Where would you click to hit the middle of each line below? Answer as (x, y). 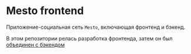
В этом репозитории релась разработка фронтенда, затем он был (89, 38)
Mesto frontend (45, 11)
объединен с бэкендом (35, 45)
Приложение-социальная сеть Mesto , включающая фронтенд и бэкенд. (96, 27)
